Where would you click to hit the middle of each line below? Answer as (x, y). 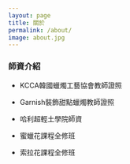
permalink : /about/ (40, 30)
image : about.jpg (37, 37)
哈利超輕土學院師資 (51, 118)
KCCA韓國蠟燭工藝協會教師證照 (71, 85)
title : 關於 (26, 23)
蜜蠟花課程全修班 (47, 136)
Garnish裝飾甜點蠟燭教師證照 (67, 102)
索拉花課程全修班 (47, 152)
